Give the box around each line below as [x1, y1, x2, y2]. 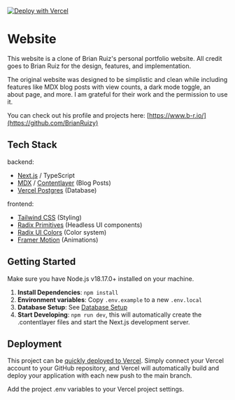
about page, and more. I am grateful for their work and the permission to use [7, 90, 228, 98]
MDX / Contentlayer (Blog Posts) [17, 179, 112, 187]
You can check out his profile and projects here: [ [7, 111, 150, 119]
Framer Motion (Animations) [17, 235, 99, 244]
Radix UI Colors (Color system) [17, 228, 107, 236]
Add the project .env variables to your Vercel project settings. [7, 385, 184, 394]
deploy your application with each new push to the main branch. [7, 371, 192, 380]
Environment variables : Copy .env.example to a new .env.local [17, 295, 203, 304]
